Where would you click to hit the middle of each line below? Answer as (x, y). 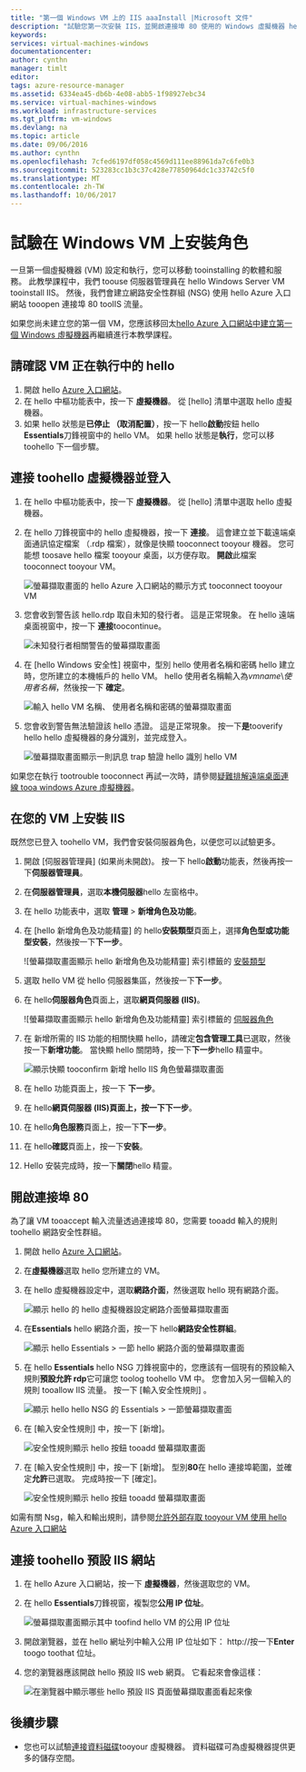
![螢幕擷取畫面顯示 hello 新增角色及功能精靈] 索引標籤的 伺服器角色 (148, 1020)
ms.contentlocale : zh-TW (57, 187)
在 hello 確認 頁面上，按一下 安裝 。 (85, 1147)
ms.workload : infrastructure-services (84, 111)
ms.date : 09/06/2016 (49, 144)
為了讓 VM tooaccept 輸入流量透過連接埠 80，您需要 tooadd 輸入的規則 (144, 1221)
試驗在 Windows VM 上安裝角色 (129, 243)
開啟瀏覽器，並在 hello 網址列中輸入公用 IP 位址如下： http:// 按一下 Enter (159, 1642)
